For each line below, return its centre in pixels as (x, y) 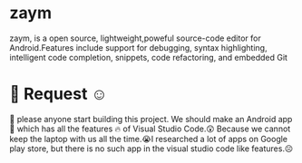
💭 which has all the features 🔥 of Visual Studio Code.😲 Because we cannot (150, 129)
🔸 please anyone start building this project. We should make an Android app (151, 119)
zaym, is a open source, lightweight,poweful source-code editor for (135, 38)
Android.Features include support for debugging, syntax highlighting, (138, 47)
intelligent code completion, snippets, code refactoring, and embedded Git (149, 57)
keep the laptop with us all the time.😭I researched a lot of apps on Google (149, 139)
